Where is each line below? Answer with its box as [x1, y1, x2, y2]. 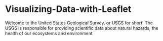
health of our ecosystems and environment [5, 30, 93, 36]
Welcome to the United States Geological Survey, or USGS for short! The [5, 20, 153, 26]
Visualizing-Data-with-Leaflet [5, 3, 132, 15]
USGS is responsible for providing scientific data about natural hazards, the [5, 25, 159, 31]
